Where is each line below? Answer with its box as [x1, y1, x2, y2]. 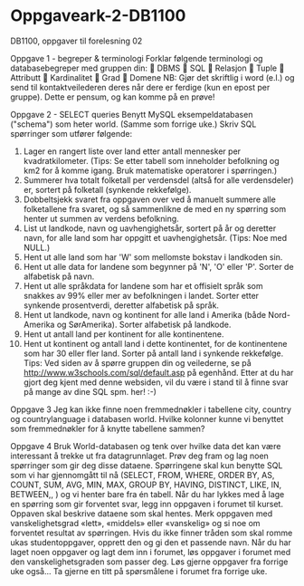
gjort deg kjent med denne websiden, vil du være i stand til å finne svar [23, 377, 289, 388]
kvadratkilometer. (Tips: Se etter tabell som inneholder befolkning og [23, 155, 280, 166]
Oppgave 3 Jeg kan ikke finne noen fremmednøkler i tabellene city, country [10, 404, 292, 415]
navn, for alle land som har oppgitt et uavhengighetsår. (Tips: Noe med [23, 232, 288, 243]
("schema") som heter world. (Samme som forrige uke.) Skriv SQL [10, 119, 257, 130]
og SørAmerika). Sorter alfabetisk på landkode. [56, 319, 232, 330]
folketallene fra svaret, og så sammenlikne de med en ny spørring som [23, 203, 287, 214]
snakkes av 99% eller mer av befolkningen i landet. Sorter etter [23, 290, 260, 301]
